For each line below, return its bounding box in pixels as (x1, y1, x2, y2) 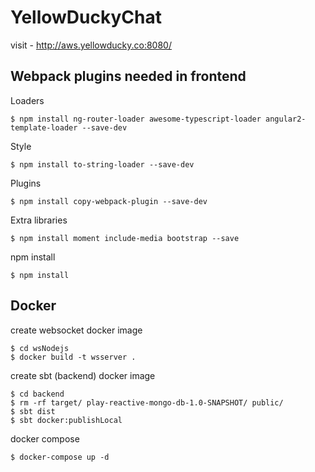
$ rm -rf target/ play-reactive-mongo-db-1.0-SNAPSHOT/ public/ (10, 397, 284, 408)
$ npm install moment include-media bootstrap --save (10, 233, 240, 243)
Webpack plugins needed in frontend (10, 68, 247, 85)
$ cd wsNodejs (10, 343, 70, 353)
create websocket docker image (10, 324, 143, 336)
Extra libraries (10, 214, 68, 226)
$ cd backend (10, 389, 65, 399)
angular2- (265, 114, 307, 124)
